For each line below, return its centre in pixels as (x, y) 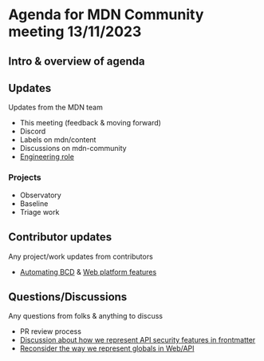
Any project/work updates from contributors (81, 256)
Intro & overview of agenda (77, 61)
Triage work (39, 212)
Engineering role (47, 157)
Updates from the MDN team (56, 107)
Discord (33, 131)
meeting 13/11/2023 (75, 32)
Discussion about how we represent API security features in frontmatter (138, 340)
